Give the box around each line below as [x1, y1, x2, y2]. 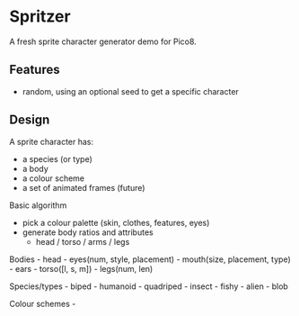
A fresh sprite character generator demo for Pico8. [9, 36, 198, 47]
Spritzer [9, 6, 71, 27]
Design [9, 113, 50, 128]
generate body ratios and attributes [22, 227, 154, 238]
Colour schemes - [9, 298, 76, 309]
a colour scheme [22, 173, 85, 184]
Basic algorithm [9, 200, 67, 211]
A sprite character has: [9, 136, 94, 147]
